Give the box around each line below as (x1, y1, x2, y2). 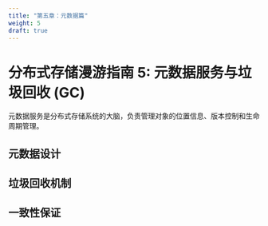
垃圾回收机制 (8, 176, 72, 190)
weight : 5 (8, 19, 41, 27)
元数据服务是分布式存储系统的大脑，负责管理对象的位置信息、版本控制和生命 (8, 111, 260, 121)
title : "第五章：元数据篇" (8, 11, 89, 20)
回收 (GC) (22, 83, 85, 101)
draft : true (8, 26, 48, 34)
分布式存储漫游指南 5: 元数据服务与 (8, 63, 238, 81)
